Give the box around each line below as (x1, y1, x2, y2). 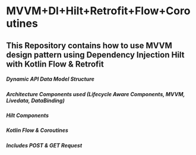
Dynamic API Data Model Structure (6, 75, 95, 83)
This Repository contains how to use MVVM (6, 40, 172, 50)
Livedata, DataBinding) (6, 97, 65, 104)
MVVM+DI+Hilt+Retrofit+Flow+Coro (6, 4, 191, 18)
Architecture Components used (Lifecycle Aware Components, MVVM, (6, 90, 185, 97)
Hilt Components (6, 112, 49, 119)
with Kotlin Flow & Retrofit (6, 59, 104, 69)
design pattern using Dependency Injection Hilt (6, 49, 185, 60)
